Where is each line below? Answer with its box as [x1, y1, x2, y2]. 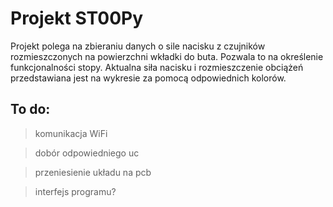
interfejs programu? [34, 185, 117, 197]
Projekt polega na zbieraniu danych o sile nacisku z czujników [10, 40, 266, 52]
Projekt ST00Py [10, 7, 144, 30]
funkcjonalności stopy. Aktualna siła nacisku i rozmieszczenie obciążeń [10, 61, 304, 73]
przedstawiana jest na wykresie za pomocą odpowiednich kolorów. [10, 72, 287, 84]
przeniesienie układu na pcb [34, 166, 152, 178]
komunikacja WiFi [34, 127, 108, 139]
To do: [10, 101, 51, 118]
